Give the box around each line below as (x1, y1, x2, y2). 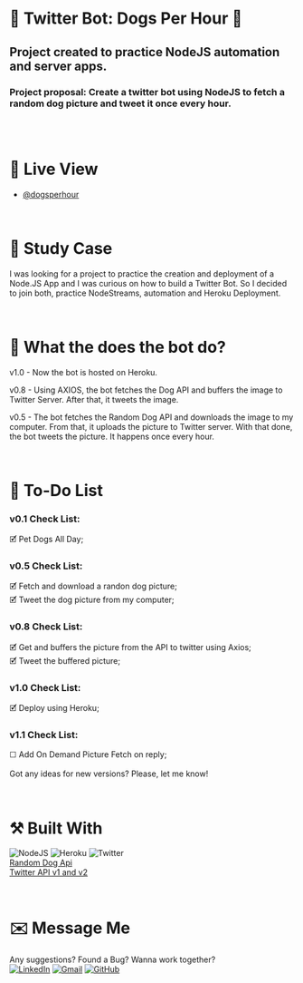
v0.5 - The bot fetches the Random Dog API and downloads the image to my (9, 412, 294, 423)
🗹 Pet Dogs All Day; (9, 534, 84, 545)
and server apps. (9, 58, 108, 73)
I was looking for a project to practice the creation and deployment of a (9, 268, 274, 279)
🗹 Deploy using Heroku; (9, 703, 99, 714)
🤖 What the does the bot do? (9, 336, 226, 357)
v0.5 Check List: (9, 560, 83, 572)
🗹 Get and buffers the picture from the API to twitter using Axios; (9, 641, 251, 652)
